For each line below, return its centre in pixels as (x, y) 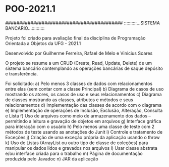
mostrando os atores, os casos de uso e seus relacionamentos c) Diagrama (83, 94)
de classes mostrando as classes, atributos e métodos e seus (69, 100)
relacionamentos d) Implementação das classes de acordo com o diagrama (83, 105)
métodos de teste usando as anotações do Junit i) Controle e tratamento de (84, 132)
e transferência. (22, 73)
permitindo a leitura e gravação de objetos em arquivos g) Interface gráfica (83, 121)
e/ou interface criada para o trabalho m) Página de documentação (74, 153)
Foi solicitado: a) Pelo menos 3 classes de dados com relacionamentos (79, 83)
